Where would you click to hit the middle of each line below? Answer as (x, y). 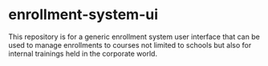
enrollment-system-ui (83, 15)
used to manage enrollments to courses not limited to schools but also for (130, 45)
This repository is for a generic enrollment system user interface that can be (134, 37)
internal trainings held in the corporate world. (83, 53)
